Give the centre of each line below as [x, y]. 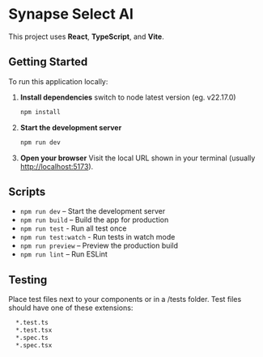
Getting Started [48, 62]
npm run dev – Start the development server [93, 211]
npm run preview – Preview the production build [99, 246]
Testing [28, 280]
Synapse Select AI [71, 14]
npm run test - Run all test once [73, 228]
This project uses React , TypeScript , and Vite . [86, 36]
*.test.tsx [34, 330]
